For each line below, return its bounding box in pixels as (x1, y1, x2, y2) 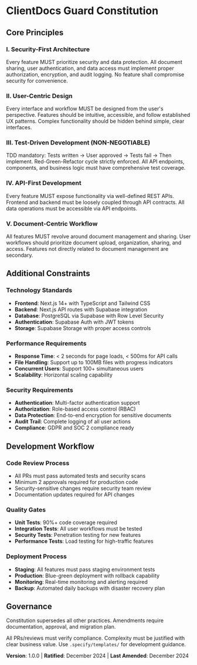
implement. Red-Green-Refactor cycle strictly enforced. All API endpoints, (6, 158, 185, 165)
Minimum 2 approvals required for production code (14, 479, 138, 486)
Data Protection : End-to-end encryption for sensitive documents (14, 412, 172, 419)
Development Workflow (6, 441, 95, 451)
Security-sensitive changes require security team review (14, 485, 151, 492)
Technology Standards (6, 286, 72, 294)
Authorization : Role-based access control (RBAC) (14, 405, 136, 412)
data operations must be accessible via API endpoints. (6, 204, 138, 212)
